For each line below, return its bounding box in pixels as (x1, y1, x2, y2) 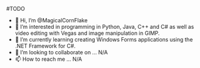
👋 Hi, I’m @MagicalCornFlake (15, 17, 88, 23)
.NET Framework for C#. (15, 42, 76, 49)
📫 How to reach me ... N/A (15, 55, 83, 63)
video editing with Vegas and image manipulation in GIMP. (15, 29, 160, 37)
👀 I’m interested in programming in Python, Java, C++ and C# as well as (15, 23, 195, 30)
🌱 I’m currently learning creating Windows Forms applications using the (15, 36, 193, 43)
